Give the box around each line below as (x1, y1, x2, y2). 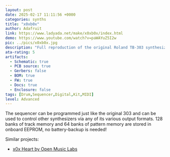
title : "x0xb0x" (5, 21, 39, 27)
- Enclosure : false (10, 87, 51, 92)
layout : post (5, 7, 33, 13)
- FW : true (10, 78, 33, 83)
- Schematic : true (10, 59, 49, 64)
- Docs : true (10, 82, 37, 87)
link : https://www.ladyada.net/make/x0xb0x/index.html (5, 31, 123, 36)
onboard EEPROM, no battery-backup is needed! (5, 127, 107, 133)
